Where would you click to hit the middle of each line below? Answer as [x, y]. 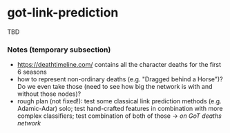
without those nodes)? [49, 94]
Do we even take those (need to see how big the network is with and [115, 87]
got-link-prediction [63, 13]
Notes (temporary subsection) [59, 50]
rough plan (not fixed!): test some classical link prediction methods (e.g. [119, 101]
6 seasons [32, 72]
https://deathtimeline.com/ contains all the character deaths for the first [119, 65]
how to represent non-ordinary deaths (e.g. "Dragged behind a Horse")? [120, 79]
